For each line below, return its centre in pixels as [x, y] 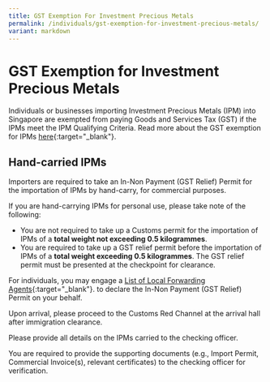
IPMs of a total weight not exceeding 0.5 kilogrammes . [114, 239]
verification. [28, 371]
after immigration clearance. [56, 322]
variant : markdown [39, 31]
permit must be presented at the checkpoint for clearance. [118, 265]
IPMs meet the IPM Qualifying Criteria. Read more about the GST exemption [135, 128]
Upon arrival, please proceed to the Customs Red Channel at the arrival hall [135, 314]
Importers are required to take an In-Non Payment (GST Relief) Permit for [131, 182]
